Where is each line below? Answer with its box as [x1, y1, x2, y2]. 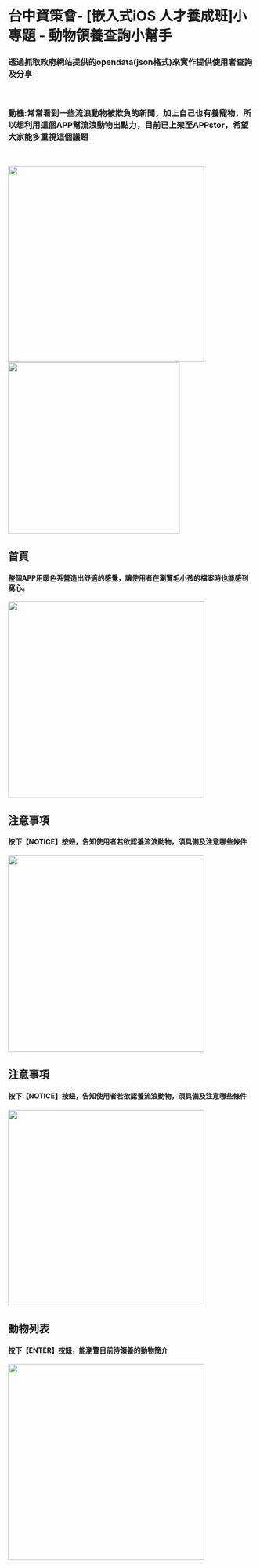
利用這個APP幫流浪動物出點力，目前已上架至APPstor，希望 [23, 119, 249, 130]
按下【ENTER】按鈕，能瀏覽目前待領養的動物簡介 [8, 1345, 168, 1355]
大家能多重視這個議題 [8, 131, 88, 142]
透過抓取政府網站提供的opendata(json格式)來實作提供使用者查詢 [8, 57, 253, 68]
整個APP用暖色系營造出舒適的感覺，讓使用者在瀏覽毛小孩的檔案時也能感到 [8, 573, 249, 582]
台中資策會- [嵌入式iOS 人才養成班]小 [8, 7, 247, 25]
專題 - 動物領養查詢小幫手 [8, 27, 172, 45]
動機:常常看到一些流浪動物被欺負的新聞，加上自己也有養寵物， [8, 108, 244, 119]
